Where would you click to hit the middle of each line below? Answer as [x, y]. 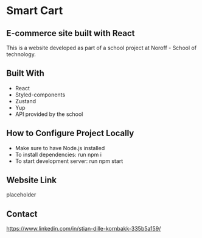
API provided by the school [49, 114]
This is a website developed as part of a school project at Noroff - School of [101, 48]
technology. [21, 54]
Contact [22, 214]
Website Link [31, 180]
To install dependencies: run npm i [58, 154]
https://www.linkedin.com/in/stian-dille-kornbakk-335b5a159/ [84, 229]
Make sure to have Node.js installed [60, 148]
